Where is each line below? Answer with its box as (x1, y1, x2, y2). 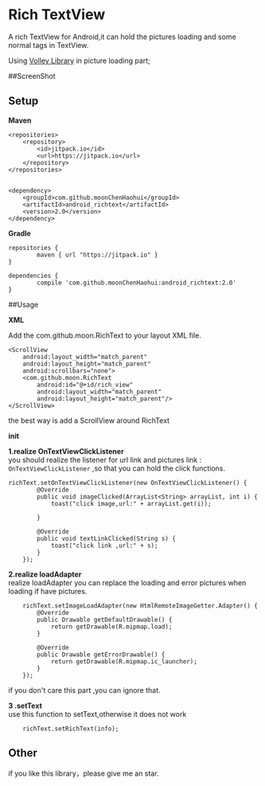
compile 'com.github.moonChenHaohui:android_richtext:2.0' (37, 279, 237, 287)
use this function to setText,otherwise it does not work (8, 709, 187, 718)
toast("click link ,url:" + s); (50, 542, 158, 549)
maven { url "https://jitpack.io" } (37, 251, 158, 259)
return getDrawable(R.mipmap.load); (50, 623, 173, 631)
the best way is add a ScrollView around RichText (8, 416, 170, 425)
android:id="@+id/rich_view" (37, 381, 134, 389)
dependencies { (8, 272, 59, 280)
